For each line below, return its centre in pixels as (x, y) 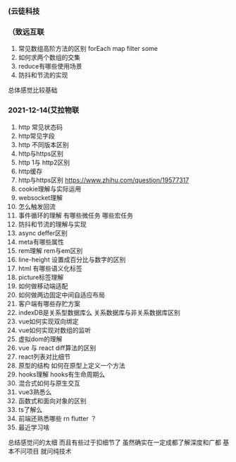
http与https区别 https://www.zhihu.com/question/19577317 (104, 180)
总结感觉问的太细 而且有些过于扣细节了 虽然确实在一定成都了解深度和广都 (114, 442)
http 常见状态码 (40, 127)
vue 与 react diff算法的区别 (57, 348)
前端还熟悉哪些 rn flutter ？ (57, 418)
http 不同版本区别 (43, 144)
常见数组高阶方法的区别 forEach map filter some (88, 49)
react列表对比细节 (44, 356)
